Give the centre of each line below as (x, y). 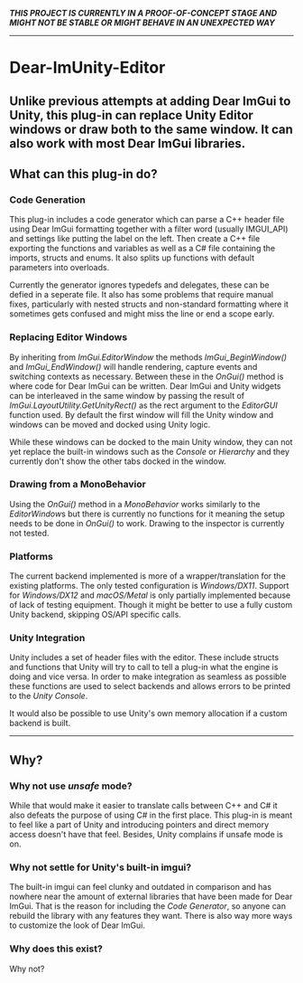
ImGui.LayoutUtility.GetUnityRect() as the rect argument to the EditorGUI (143, 405)
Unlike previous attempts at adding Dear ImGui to (150, 101)
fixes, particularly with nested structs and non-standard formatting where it (149, 304)
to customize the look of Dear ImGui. (78, 925)
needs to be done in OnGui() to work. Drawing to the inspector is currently (147, 523)
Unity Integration (47, 638)
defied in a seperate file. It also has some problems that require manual (141, 295)
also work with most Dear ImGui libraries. (128, 143)
